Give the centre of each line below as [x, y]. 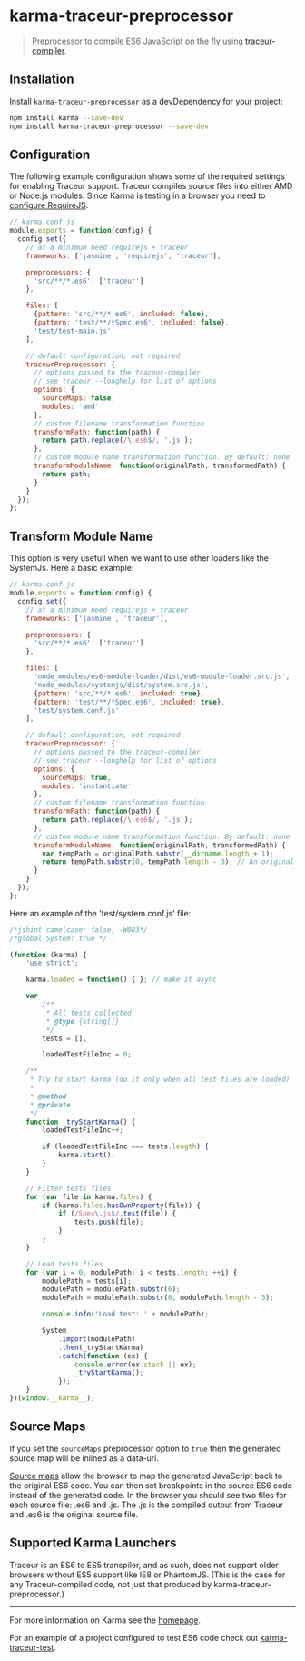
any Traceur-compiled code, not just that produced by [111, 1584]
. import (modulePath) [97, 1339]
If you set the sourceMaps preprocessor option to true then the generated [145, 1448]
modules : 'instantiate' [87, 786]
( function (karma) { [49, 955]
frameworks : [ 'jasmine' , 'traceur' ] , [97, 618]
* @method [48, 1096]
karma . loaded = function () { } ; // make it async [122, 980]
